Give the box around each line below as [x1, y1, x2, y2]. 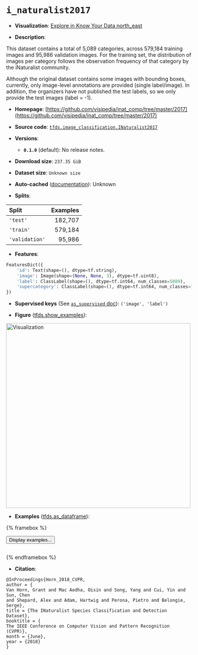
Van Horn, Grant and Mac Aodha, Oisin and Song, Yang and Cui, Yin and [6, 587, 186, 593]
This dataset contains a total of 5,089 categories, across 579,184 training [6, 45, 183, 52]
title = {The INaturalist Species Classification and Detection [6, 608, 167, 614]
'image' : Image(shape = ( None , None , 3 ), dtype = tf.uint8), [16, 273, 160, 279]
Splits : [14, 192, 31, 199]
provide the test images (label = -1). [6, 94, 93, 101]
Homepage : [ [14, 105, 48, 112]
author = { [6, 582, 33, 588]
